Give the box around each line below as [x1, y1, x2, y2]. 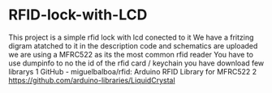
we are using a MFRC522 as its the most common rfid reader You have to [8, 49, 254, 59]
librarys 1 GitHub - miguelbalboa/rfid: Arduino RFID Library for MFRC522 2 [8, 66, 257, 76]
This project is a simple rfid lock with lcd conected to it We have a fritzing [8, 32, 254, 42]
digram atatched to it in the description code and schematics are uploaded [8, 40, 258, 50]
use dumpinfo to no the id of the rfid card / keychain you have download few [8, 58, 265, 68]
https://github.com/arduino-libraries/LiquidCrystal [8, 75, 176, 85]
